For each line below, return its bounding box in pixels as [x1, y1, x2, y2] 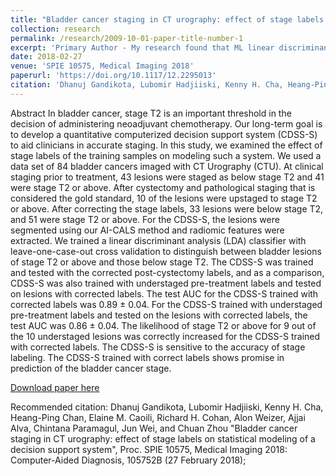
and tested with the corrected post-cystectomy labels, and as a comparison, [10, 266, 325, 278]
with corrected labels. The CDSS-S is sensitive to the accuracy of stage [10, 341, 306, 353]
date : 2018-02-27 [10, 52, 83, 62]
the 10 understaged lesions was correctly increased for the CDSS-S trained [10, 330, 321, 342]
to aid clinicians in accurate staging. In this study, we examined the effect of [10, 139, 323, 151]
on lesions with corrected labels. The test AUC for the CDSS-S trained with [10, 287, 319, 300]
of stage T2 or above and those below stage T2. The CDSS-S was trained [10, 256, 314, 268]
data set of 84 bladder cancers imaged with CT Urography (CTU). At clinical [10, 160, 324, 172]
